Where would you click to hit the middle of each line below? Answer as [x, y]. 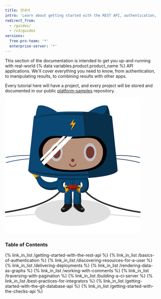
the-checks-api [21, 291]
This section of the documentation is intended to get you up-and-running [78, 60]
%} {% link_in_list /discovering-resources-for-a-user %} [96, 261]
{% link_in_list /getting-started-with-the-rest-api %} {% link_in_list [71, 255]
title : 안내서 [18, 10]
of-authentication [22, 261]
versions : [15, 36]
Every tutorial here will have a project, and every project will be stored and [79, 86]
